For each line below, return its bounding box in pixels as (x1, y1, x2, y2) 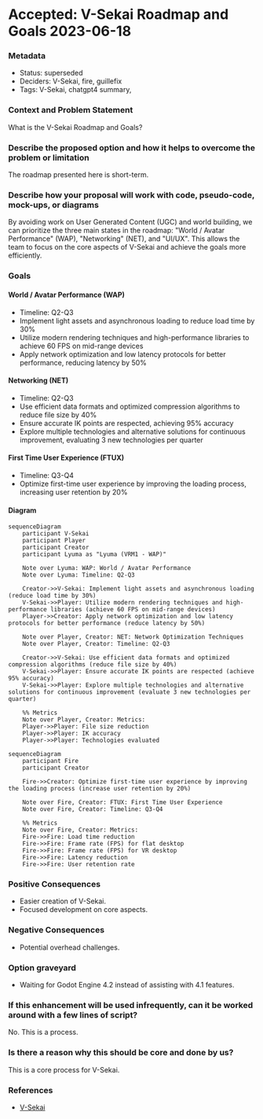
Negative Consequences (8, 924, 104, 936)
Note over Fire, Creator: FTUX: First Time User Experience (22, 798, 223, 806)
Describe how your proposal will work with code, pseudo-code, (8, 190, 255, 200)
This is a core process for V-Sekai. (8, 1065, 120, 1074)
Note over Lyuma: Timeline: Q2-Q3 (22, 571, 135, 580)
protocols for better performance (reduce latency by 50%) (8, 620, 206, 628)
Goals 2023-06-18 (8, 22, 132, 40)
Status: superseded (19, 69, 84, 78)
